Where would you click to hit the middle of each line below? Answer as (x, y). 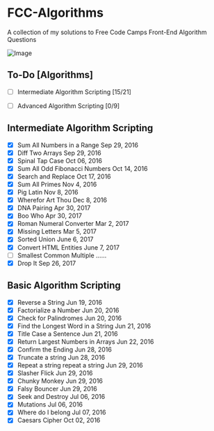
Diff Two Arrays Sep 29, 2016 (59, 153)
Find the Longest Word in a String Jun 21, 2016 (84, 326)
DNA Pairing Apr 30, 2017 (54, 208)
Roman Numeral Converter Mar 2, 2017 (73, 224)
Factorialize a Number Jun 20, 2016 (68, 310)
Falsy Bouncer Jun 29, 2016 (57, 389)
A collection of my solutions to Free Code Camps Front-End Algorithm (107, 32)
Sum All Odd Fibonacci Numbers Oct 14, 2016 (82, 168)
